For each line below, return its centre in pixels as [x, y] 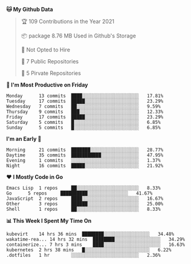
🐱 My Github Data [30, 9]
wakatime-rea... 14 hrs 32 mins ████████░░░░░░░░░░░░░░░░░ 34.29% [96, 239]
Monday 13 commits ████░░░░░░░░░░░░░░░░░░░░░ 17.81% [85, 96]
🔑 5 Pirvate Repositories [51, 73]
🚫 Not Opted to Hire [46, 50]
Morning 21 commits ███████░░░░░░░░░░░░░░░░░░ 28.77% [85, 150]
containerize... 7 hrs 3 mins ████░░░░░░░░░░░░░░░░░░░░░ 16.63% [96, 245]
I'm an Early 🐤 [24, 139]
